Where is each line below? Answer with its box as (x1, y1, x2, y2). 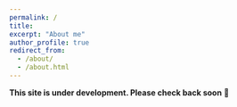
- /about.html (17, 63, 69, 72)
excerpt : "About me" (9, 29, 86, 38)
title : (9, 21, 34, 30)
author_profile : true (9, 37, 90, 47)
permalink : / (9, 12, 58, 22)
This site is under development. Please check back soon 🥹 (9, 86, 230, 98)
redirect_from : (9, 46, 66, 55)
